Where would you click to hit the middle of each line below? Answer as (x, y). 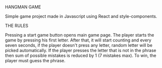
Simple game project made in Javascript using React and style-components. (81, 16)
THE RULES (17, 26)
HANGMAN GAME (23, 7)
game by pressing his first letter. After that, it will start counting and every (78, 40)
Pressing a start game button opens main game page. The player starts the (80, 35)
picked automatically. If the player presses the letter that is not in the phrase (81, 50)
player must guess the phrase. (35, 61)
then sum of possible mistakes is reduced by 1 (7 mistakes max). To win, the (81, 55)
